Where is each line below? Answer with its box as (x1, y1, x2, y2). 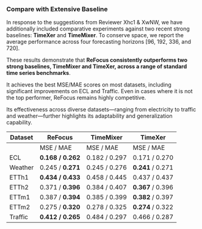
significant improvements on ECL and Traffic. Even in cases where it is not (6, 88, 193, 95)
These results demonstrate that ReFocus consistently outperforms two (6, 57, 188, 64)
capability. (6, 119, 32, 126)
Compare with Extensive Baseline (6, 5, 108, 13)
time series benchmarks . (6, 69, 71, 77)
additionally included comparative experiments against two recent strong (6, 25, 190, 32)
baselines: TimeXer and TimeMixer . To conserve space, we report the (6, 32, 184, 39)
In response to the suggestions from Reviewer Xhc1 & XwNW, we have (6, 19, 183, 26)
